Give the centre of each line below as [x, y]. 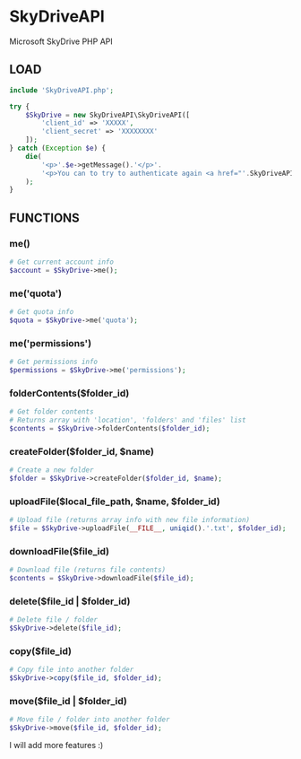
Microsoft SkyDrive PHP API [61, 41]
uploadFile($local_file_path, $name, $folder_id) [115, 502]
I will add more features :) [56, 745]
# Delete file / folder [54, 620]
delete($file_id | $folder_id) [70, 601]
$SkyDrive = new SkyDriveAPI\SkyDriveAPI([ [108, 115]
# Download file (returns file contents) [88, 570]
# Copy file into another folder [72, 670]
